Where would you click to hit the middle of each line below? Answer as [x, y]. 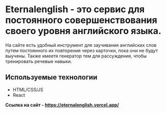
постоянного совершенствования [81, 20]
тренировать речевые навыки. [39, 61]
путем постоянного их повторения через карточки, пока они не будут [82, 50]
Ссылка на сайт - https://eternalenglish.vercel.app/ [62, 105]
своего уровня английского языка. [84, 31]
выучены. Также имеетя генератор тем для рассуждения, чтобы [76, 56]
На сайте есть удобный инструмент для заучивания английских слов [81, 45]
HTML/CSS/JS [28, 90]
